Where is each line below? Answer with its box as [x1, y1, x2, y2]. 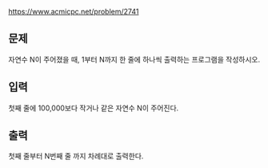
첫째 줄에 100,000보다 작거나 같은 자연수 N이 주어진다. [8, 103, 179, 113]
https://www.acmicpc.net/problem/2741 [8, 7, 139, 16]
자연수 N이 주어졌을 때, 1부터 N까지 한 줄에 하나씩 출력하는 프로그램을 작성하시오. [8, 54, 261, 64]
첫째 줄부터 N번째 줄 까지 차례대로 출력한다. [8, 151, 144, 161]
